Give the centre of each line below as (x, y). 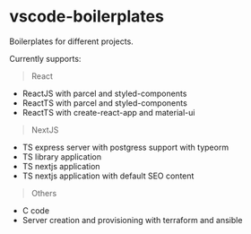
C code (36, 210)
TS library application (61, 156)
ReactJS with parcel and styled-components (104, 93)
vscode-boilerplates (87, 17)
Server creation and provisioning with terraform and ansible (132, 220)
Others (44, 193)
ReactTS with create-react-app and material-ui (108, 112)
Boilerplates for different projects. (72, 41)
